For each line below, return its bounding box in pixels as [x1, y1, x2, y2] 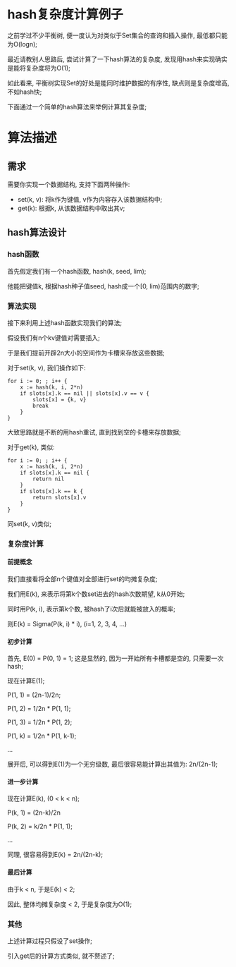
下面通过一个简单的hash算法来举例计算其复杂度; [7, 102, 147, 111]
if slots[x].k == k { [20, 487, 83, 494]
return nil [32, 475, 65, 482]
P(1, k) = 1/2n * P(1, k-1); [7, 731, 77, 741]
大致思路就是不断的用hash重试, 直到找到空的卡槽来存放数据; [7, 427, 182, 436]
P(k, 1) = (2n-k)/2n [7, 808, 61, 817]
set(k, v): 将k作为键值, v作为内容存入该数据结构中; [17, 195, 163, 203]
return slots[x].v [32, 494, 87, 501]
